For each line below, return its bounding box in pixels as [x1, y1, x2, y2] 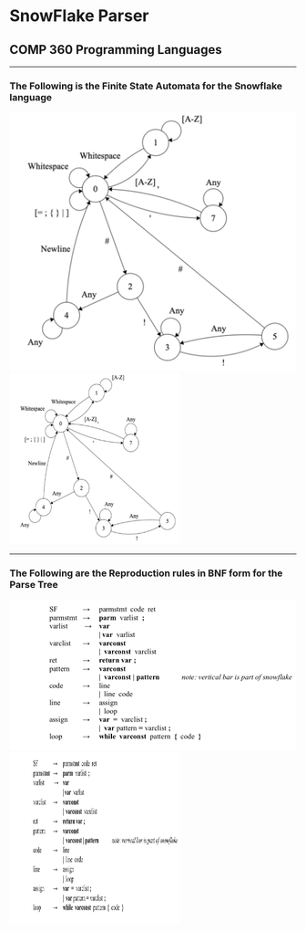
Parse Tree [9, 579, 59, 591]
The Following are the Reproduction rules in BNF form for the [9, 567, 283, 580]
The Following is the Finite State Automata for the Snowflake [9, 79, 283, 92]
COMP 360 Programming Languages [9, 42, 222, 58]
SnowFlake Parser [9, 5, 149, 26]
